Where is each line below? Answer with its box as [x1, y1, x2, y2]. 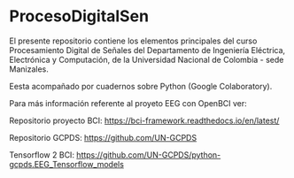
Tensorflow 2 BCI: [9, 149, 75, 160]
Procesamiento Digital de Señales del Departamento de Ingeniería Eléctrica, [9, 44, 286, 55]
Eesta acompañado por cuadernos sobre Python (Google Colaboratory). [9, 81, 273, 91]
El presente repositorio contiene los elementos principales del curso [9, 35, 258, 46]
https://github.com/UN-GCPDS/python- [76, 149, 221, 160]
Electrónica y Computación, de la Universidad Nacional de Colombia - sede [9, 54, 284, 65]
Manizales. [9, 64, 49, 74]
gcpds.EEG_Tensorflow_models [9, 159, 124, 169]
